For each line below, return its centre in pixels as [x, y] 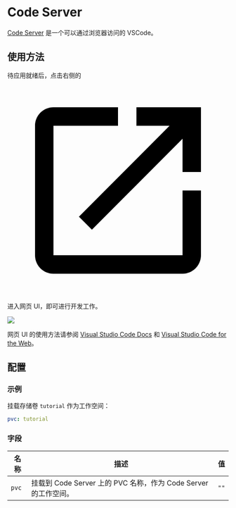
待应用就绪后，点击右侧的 [44, 75]
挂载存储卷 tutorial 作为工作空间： [59, 406]
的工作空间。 [52, 493]
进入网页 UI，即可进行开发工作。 [54, 306]
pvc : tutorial [28, 419]
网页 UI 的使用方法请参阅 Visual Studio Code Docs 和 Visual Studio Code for [117, 334]
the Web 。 [22, 343]
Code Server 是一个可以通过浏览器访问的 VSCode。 [82, 32]
